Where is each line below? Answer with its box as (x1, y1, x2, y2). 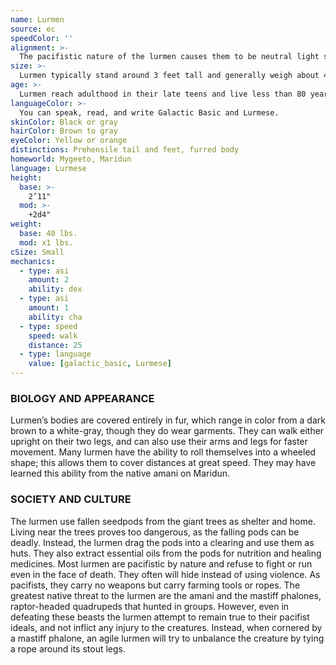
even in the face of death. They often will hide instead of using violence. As (10, 568, 321, 580)
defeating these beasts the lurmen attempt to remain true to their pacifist (10, 611, 310, 623)
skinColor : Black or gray (10, 117, 118, 127)
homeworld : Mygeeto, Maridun (10, 154, 132, 164)
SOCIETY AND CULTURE (10, 492, 132, 506)
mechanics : (10, 256, 56, 266)
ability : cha (28, 312, 83, 322)
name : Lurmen (10, 14, 65, 25)
